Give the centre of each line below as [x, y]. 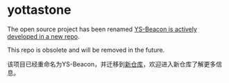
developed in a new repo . [43, 36]
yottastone [39, 10]
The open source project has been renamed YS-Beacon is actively [102, 29]
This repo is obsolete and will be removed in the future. [86, 50]
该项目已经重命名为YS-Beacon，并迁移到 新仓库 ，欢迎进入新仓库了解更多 [112, 64]
